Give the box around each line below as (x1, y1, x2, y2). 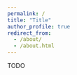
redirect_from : (7, 29, 52, 37)
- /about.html (13, 42, 55, 49)
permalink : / (7, 10, 45, 17)
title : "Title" (7, 17, 52, 24)
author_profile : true (7, 23, 71, 30)
